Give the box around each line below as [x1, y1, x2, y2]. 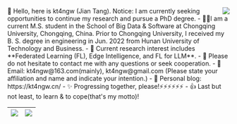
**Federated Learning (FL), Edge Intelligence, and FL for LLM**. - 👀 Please [7, 52, 229, 60]
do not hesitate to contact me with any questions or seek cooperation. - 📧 [7, 59, 221, 68]
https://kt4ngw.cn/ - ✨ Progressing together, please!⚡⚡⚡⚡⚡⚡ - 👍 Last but [7, 82, 221, 90]
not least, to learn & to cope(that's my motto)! [7, 92, 140, 101]
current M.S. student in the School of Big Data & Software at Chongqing [7, 22, 216, 30]
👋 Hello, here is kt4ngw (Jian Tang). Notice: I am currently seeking [7, 7, 200, 15]
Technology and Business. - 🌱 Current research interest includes [7, 44, 195, 52]
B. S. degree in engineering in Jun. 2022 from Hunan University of [7, 37, 200, 45]
